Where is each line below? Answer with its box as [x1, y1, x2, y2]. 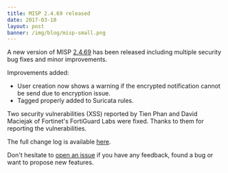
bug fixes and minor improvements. [7, 56, 108, 64]
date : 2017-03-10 [7, 16, 57, 23]
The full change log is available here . [7, 138, 111, 146]
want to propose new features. [7, 159, 94, 167]
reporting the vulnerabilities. [7, 124, 87, 132]
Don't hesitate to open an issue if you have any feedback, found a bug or [7, 151, 214, 159]
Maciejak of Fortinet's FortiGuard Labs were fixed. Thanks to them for [7, 117, 204, 126]
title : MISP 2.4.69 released [7, 10, 91, 17]
